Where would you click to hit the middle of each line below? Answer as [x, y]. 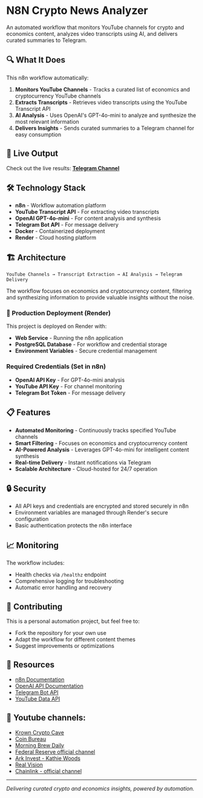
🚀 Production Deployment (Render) [59, 313]
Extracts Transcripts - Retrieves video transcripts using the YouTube [101, 102]
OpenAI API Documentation [49, 686]
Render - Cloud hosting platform [56, 238]
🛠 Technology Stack [46, 188]
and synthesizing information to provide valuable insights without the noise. [100, 298]
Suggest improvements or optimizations [65, 646]
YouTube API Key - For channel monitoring [69, 386]
